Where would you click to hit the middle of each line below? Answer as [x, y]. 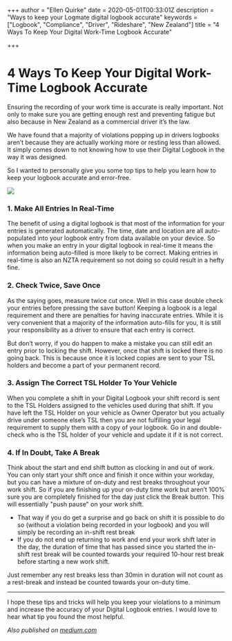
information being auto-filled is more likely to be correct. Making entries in [113, 253]
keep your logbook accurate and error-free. [69, 177]
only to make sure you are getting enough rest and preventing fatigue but [111, 114]
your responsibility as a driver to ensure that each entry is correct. [101, 330]
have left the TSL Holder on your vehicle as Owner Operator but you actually [116, 413]
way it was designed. [37, 157]
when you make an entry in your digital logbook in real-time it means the [110, 246]
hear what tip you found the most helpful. [66, 617]
